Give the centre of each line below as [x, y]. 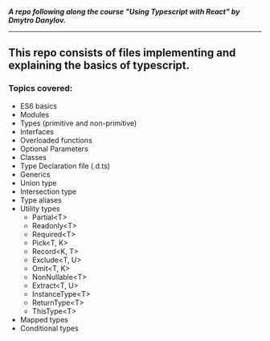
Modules [35, 114]
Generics [35, 174]
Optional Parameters [54, 149]
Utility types [40, 208]
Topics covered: [41, 88]
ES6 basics [39, 106]
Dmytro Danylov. [37, 20]
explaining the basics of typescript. [99, 66]
